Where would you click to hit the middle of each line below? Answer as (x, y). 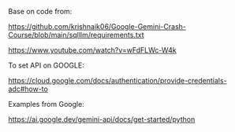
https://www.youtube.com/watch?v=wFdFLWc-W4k (93, 50)
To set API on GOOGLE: (46, 65)
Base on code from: (40, 11)
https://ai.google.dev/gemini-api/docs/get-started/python (102, 119)
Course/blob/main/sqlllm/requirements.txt (76, 35)
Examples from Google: (46, 104)
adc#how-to (28, 89)
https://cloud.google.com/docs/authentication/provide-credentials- (117, 81)
